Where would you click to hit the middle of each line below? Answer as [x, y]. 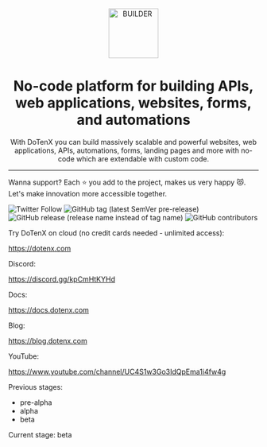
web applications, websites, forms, [133, 103]
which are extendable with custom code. [143, 158]
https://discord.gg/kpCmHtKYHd [62, 279]
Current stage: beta [40, 434]
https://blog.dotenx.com [48, 340]
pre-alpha [36, 402]
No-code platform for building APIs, [133, 86]
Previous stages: [36, 387]
